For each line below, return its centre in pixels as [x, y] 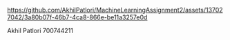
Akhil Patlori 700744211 [40, 31]
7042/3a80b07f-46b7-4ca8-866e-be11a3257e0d [77, 17]
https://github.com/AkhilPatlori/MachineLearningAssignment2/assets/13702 [115, 10]
